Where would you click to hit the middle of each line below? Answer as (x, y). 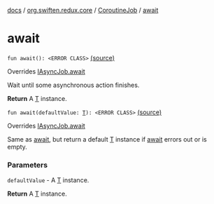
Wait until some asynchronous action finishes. (73, 85)
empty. (17, 147)
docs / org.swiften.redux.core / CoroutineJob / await (83, 10)
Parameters (27, 165)
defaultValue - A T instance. (48, 180)
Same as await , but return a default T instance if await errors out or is (107, 139)
